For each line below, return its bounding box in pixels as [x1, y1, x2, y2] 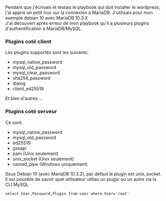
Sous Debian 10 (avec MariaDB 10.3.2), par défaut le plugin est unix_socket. [5, 170, 162, 177]
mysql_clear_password [12, 70, 60, 76]
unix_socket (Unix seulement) [12, 155, 74, 162]
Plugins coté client [5, 38, 52, 45]
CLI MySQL [5, 181, 29, 187]
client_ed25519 [12, 86, 44, 92]
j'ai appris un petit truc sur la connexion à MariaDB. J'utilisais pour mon [5, 10, 153, 16]
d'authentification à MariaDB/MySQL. [5, 26, 82, 32]
